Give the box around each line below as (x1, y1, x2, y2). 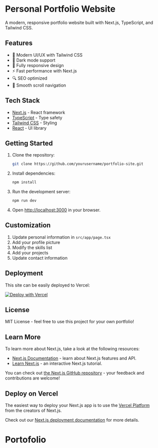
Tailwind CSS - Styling (12, 120, 58, 126)
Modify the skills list (12, 245, 53, 250)
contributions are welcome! (5, 375, 60, 381)
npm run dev (12, 198, 37, 203)
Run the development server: (12, 189, 71, 195)
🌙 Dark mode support (12, 57, 56, 63)
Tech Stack (5, 96, 40, 105)
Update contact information (12, 255, 68, 261)
